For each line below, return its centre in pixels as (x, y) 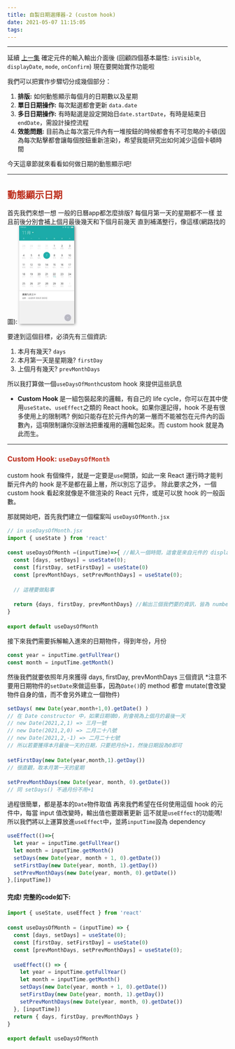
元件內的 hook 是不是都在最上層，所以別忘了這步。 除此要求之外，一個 (115, 484)
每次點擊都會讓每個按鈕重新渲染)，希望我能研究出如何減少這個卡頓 (120, 140)
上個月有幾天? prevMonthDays (58, 369)
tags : (15, 29)
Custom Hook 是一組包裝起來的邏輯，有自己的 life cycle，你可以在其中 (119, 399)
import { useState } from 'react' (58, 538)
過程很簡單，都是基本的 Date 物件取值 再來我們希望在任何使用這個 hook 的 (112, 804)
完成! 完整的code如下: (39, 897)
